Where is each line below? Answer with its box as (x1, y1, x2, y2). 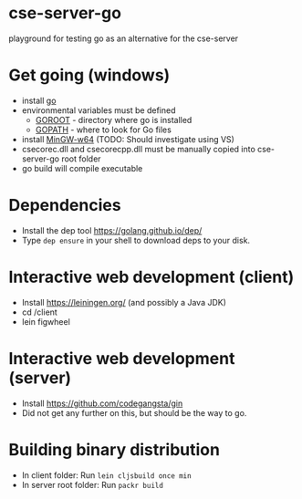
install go (21, 95, 57, 106)
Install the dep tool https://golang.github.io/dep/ (21, 224, 203, 235)
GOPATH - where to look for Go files (35, 124, 172, 135)
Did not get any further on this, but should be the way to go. (21, 407, 247, 418)
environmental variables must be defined (21, 104, 176, 116)
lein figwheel (21, 316, 70, 327)
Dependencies (8, 195, 121, 216)
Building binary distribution (8, 439, 221, 460)
